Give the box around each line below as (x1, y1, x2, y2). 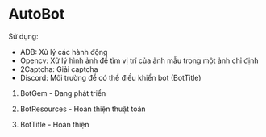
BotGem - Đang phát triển (19, 88, 106, 98)
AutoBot (8, 5, 65, 23)
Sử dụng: (8, 31, 39, 41)
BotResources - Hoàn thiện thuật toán (19, 104, 147, 114)
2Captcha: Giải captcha (19, 64, 98, 73)
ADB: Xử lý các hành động (19, 47, 108, 56)
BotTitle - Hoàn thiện (19, 119, 90, 129)
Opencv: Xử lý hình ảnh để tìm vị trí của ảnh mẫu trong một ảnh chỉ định (19, 56, 260, 65)
